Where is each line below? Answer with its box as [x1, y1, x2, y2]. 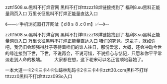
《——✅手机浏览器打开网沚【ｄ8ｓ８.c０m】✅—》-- [5, 21, 109, 27]
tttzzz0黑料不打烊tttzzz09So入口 [5, 74, 73, 79]
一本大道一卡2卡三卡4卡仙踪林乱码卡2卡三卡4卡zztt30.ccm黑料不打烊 [5, 67, 148, 73]
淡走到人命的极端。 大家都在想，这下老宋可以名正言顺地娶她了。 [5, 57, 146, 62]
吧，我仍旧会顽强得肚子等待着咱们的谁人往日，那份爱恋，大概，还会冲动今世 [5, 44, 162, 50]
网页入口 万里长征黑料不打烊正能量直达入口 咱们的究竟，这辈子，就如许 [9, 38, 156, 44]
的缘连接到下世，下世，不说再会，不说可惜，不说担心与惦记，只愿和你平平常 [5, 50, 162, 56]
